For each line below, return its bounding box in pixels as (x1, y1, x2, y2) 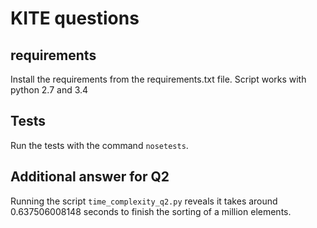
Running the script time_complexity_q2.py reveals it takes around (10, 195, 278, 207)
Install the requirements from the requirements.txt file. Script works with (10, 73, 307, 85)
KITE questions (10, 7, 140, 30)
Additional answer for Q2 (10, 168, 170, 186)
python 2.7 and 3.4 (10, 84, 89, 96)
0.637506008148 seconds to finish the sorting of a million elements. (10, 205, 292, 217)
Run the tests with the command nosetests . (10, 139, 189, 151)
